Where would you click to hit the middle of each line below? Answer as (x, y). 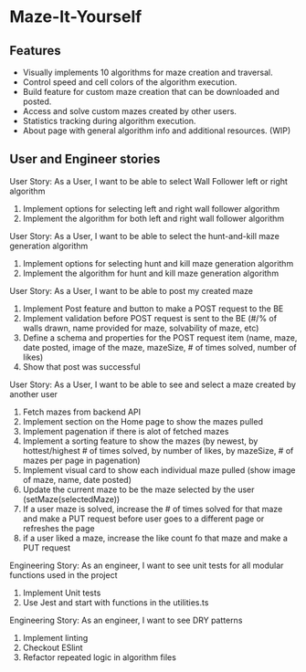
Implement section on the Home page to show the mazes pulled (142, 421)
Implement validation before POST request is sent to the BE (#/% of (149, 318)
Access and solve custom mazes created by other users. (130, 111)
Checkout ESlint (53, 647)
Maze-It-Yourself (76, 17)
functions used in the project (63, 575)
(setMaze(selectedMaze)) (71, 499)
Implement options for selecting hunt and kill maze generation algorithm (158, 263)
